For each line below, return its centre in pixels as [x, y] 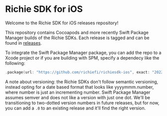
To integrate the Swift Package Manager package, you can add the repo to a [83, 53]
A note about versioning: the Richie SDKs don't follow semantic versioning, [82, 82]
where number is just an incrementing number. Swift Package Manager [78, 92]
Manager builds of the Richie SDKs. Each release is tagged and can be [78, 38]
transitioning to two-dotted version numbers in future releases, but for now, [82, 103]
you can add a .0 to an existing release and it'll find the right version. [76, 108]
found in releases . [24, 43]
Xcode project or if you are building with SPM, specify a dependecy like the [82, 58]
